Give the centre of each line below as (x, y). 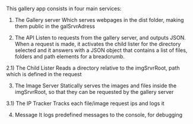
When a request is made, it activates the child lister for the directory (98, 44)
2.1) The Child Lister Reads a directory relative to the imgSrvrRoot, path (93, 68)
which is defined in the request (44, 74)
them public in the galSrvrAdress (55, 26)
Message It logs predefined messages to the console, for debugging (99, 115)
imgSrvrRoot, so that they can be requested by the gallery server (94, 92)
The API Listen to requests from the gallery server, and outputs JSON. (100, 37)
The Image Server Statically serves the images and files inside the (96, 86)
